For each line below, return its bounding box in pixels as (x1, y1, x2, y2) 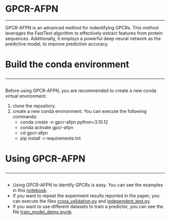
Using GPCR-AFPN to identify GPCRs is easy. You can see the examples (12, 182, 163, 188)
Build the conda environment (5, 59, 130, 70)
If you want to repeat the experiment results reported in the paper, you (12, 193, 159, 199)
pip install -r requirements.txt (20, 135, 81, 141)
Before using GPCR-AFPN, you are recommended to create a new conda (5, 87, 157, 94)
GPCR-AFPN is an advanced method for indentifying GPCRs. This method (5, 24, 159, 30)
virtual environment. (5, 93, 47, 99)
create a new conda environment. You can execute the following (12, 108, 147, 114)
